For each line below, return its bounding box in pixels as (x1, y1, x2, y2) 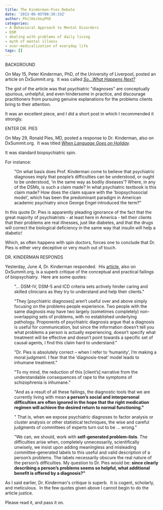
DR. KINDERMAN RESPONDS (5, 254, 63, 260)
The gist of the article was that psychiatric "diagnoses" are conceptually (5, 86, 150, 91)
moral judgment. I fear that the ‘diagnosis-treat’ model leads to (14, 354, 140, 360)
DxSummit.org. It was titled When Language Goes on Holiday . (5, 140, 130, 146)
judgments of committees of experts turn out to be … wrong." (14, 424, 137, 430)
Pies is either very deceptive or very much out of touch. (5, 244, 117, 250)
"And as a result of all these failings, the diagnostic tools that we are (14, 389, 150, 395)
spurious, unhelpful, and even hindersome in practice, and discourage (5, 91, 146, 97)
